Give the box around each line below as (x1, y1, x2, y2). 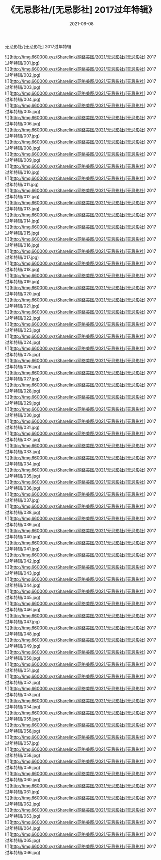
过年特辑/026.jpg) (5, 363, 41, 369)
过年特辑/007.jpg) (5, 133, 40, 138)
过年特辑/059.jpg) (5, 764, 41, 770)
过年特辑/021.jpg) (5, 303, 40, 309)
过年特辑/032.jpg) (5, 436, 41, 442)
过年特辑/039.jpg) (5, 521, 41, 527)
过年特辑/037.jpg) (5, 497, 40, 503)
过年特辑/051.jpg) (5, 667, 40, 673)
